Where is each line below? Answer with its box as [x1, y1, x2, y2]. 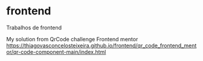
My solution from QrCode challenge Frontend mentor [6, 35, 138, 42]
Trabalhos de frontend [6, 24, 62, 31]
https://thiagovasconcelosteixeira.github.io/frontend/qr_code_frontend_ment [6, 42, 197, 49]
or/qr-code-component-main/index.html [6, 48, 106, 55]
